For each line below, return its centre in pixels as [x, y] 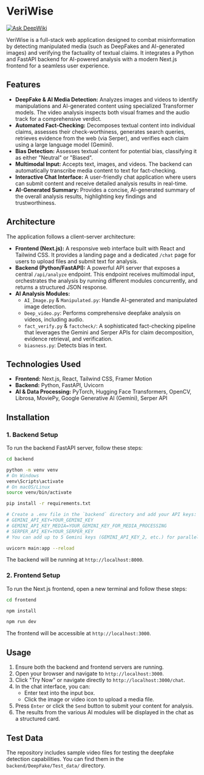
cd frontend [21, 600]
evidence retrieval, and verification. [68, 339]
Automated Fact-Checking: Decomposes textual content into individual [105, 125]
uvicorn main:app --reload [40, 548]
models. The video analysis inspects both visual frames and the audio [102, 112]
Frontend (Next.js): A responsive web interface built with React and [100, 248]
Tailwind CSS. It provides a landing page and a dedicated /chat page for [105, 255]
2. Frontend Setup [33, 576]
